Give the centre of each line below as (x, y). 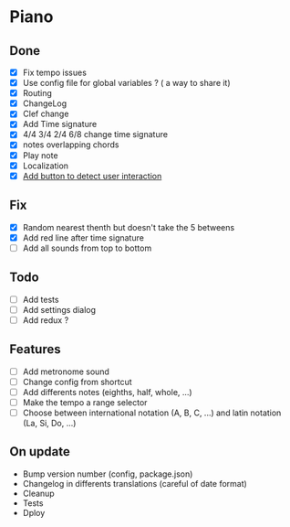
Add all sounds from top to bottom (87, 248)
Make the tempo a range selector (85, 402)
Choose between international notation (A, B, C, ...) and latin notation (152, 413)
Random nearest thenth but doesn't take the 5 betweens (129, 227)
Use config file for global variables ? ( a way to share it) (126, 83)
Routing (37, 93)
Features (35, 350)
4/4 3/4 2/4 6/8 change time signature (95, 134)
